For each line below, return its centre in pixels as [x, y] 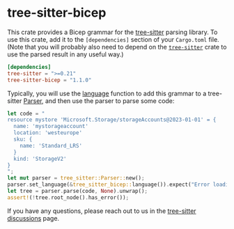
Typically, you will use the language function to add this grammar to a [107, 93]
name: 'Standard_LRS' [51, 145]
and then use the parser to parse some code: [110, 101]
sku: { [23, 140]
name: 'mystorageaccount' [51, 127]
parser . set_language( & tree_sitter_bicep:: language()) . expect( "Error [109, 185]
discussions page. [33, 218]
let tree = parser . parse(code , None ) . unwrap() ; [78, 191]
